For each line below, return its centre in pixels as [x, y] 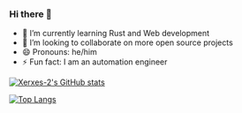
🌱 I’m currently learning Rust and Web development [116, 34]
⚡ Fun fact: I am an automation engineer [95, 62]
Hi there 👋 [31, 14]
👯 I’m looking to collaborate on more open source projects [128, 42]
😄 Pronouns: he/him [59, 52]
